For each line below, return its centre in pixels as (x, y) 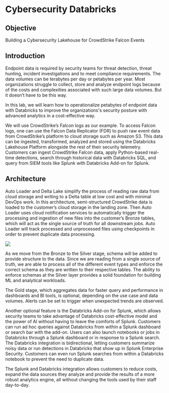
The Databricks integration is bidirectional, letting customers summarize (80, 343)
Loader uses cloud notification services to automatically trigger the (75, 212)
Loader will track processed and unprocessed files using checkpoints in (80, 229)
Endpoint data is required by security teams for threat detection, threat (79, 68)
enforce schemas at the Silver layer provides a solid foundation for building (83, 275)
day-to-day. (17, 385)
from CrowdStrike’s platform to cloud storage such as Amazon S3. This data (84, 136)
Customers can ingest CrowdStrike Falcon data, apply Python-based (76, 152)
